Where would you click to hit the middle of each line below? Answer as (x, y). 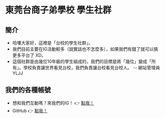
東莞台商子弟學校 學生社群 (58, 10)
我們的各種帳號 (28, 90)
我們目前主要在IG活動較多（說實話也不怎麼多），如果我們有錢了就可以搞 (85, 49)
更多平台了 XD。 (29, 55)
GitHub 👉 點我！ (30, 111)
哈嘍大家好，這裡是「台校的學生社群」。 (53, 43)
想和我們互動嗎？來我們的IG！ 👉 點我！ (53, 103)
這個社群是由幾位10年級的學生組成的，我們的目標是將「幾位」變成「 (82, 61)
